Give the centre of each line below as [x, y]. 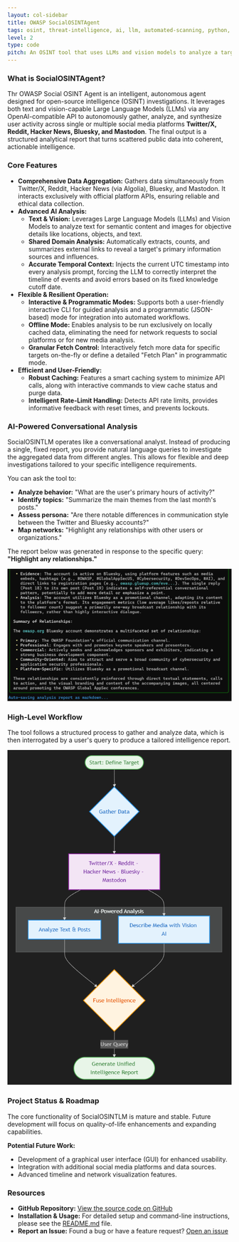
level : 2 [20, 38]
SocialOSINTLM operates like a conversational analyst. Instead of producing [119, 442]
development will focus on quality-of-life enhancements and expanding [112, 1124]
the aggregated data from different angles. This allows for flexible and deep [118, 456]
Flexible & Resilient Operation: [63, 294]
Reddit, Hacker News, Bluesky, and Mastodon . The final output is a [107, 132]
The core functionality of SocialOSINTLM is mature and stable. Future [109, 1116]
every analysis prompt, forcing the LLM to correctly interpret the [122, 271]
